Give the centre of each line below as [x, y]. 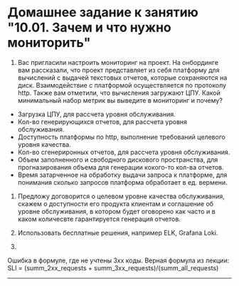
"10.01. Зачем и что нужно [90, 27]
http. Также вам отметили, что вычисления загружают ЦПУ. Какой [119, 93]
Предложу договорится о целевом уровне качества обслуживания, [121, 196]
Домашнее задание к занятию [103, 12]
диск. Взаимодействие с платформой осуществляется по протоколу [122, 85]
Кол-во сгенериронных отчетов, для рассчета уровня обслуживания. [124, 152]
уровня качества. [44, 144]
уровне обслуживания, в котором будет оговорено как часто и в [116, 211]
